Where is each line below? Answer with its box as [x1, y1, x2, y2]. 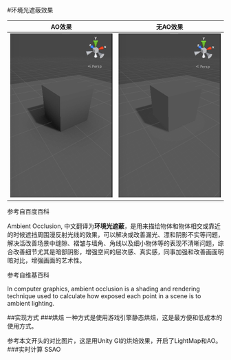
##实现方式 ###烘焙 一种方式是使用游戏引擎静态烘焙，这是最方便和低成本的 [7, 313, 223, 322]
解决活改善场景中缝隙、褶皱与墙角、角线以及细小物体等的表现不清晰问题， [7, 239, 218, 247]
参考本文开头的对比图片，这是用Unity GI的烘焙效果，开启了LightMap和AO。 [7, 336, 222, 345]
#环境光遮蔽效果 [7, 6, 54, 14]
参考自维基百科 [7, 271, 49, 279]
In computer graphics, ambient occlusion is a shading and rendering [7, 284, 201, 293]
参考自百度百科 [7, 207, 49, 215]
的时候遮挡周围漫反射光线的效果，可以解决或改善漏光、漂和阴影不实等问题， [7, 230, 224, 238]
